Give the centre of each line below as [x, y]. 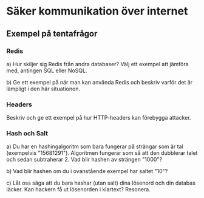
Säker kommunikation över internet [97, 11]
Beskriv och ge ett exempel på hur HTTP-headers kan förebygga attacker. [99, 118]
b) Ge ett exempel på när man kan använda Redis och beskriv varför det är [100, 82]
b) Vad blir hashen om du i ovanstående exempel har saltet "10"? [87, 171]
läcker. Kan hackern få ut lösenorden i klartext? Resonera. [78, 189]
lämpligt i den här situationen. [43, 89]
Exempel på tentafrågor [52, 34]
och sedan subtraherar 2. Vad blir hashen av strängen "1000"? [84, 160]
